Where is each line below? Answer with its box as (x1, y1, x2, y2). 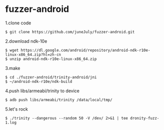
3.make (5, 65, 21, 71)
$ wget (5, 48, 19, 53)
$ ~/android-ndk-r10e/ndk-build (5, 79, 72, 84)
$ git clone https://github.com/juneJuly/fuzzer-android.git (5, 29, 135, 34)
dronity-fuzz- (130, 116, 160, 121)
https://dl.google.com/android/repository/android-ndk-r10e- (20, 48, 151, 53)
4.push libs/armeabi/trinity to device (5, 88, 80, 94)
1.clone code (5, 20, 31, 26)
